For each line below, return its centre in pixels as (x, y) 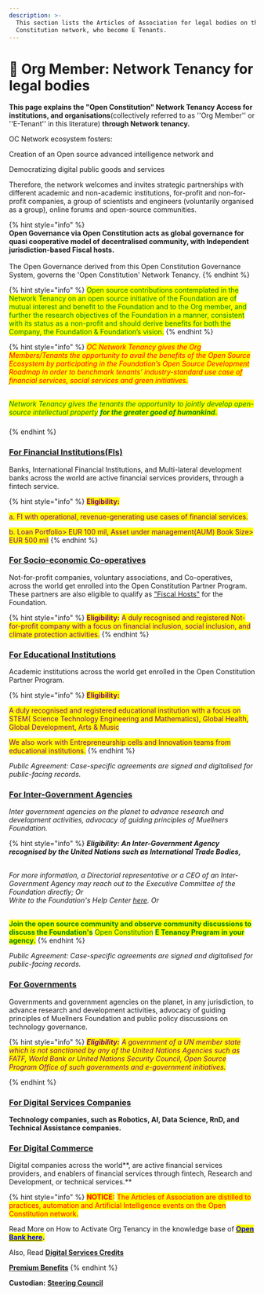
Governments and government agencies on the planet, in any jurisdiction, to (131, 1001)
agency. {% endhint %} (47, 941)
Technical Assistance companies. (65, 1128)
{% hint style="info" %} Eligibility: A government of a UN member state (125, 1041)
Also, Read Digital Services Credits (67, 1253)
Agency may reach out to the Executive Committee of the (143, 884)
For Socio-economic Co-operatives (78, 560)
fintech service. (34, 486)
